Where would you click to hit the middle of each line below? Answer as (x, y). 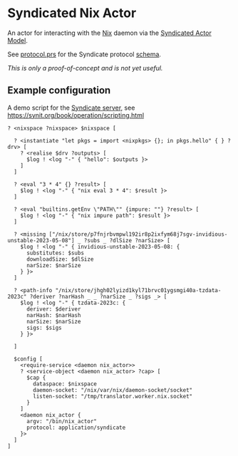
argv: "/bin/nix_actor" (62, 421)
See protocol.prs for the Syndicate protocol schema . (84, 54)
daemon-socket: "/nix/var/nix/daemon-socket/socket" (113, 390)
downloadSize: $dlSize (60, 259)
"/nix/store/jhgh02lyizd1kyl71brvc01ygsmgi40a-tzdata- (138, 290)
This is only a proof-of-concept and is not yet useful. (85, 68)
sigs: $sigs (44, 328)
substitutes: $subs (55, 253)
